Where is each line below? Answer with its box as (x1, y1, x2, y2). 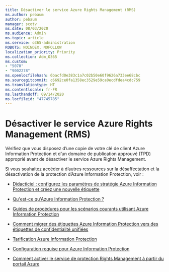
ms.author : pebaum (5, 12, 44, 17)
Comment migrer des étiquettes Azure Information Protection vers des (12, 221, 158, 227)
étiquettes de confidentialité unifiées (12, 226, 89, 232)
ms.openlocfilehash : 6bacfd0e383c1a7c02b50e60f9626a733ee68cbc (5, 73, 141, 78)
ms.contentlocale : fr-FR (5, 87, 57, 92)
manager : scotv (5, 21, 37, 27)
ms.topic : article (5, 36, 44, 41)
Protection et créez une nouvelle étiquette (12, 186, 100, 192)
